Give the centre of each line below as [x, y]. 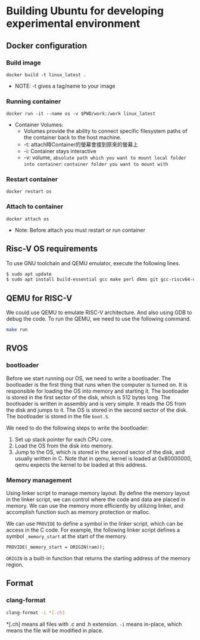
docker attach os [28, 219]
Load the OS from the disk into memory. [64, 446]
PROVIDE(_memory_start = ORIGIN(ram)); [56, 547]
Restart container [32, 179]
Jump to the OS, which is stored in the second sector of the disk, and [100, 452]
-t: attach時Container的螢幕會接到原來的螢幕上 [81, 145]
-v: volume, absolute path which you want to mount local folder [105, 158]
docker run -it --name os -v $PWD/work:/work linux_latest [81, 114]
